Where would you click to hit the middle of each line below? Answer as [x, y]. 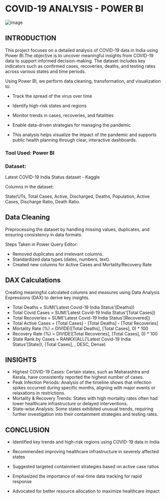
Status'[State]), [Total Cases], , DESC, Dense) [59, 344]
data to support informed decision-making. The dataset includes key [75, 61]
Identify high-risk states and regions [49, 106]
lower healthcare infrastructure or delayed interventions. [70, 404]
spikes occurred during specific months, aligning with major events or [84, 388]
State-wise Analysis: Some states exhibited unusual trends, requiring [83, 409]
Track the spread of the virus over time [52, 96]
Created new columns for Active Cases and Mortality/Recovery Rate [82, 264]
